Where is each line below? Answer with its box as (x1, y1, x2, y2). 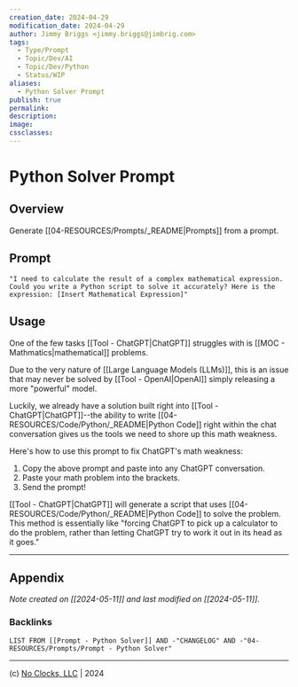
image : (9, 121, 34, 129)
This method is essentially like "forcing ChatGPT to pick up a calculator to (9, 518, 278, 528)
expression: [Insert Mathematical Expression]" (9, 290, 189, 299)
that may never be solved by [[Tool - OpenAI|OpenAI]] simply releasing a (9, 373, 276, 384)
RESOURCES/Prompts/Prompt (9, 644, 105, 652)
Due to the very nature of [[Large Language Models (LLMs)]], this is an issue (9, 364, 289, 375)
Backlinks (9, 616, 53, 628)
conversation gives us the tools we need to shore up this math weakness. (9, 428, 278, 439)
